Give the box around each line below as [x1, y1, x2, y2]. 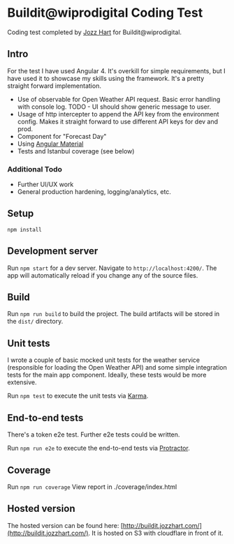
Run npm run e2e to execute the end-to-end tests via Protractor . [7, 444, 190, 453]
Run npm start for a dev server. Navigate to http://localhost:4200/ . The [7, 264, 217, 272]
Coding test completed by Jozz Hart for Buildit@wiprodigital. [7, 28, 182, 36]
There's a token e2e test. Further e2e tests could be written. [7, 430, 180, 439]
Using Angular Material [17, 139, 84, 148]
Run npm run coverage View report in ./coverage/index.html [7, 483, 177, 491]
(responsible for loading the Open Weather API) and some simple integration [7, 363, 227, 372]
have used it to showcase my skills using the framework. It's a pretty [7, 74, 205, 82]
